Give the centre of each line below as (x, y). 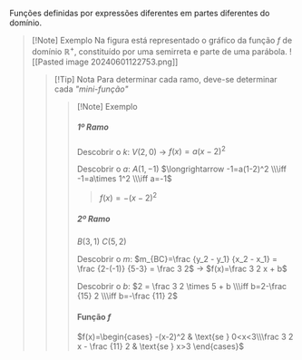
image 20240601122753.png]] (122, 62)
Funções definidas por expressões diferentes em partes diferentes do (140, 13)
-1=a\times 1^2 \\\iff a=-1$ (124, 179)
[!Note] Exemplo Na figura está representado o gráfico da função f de (162, 40)
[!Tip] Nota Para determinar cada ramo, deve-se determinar (166, 79)
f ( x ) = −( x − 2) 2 (128, 197)
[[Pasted (48, 62)
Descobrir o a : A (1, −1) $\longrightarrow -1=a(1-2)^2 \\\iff (182, 169)
